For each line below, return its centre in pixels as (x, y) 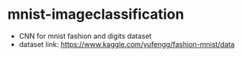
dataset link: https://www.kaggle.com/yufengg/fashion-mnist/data (127, 44)
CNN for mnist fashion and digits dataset (85, 36)
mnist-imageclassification (96, 14)
